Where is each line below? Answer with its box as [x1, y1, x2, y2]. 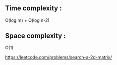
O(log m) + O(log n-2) [5, 17, 50, 23]
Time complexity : [5, 4, 62, 12]
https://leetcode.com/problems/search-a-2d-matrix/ [5, 54, 113, 61]
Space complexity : [5, 32, 66, 40]
